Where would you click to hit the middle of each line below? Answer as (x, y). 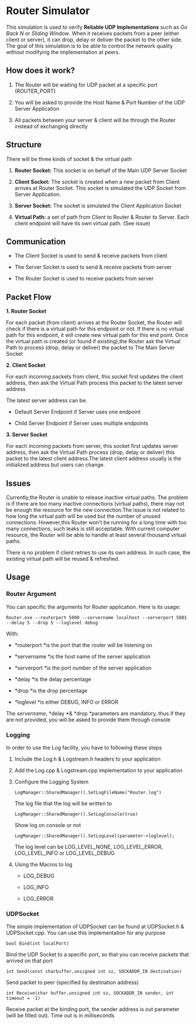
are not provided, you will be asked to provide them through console (88, 720)
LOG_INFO (36, 887)
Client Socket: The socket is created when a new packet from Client (97, 182)
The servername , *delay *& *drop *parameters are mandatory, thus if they (96, 713)
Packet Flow (29, 297)
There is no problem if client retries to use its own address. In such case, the (98, 553)
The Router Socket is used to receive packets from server (84, 279)
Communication (36, 241)
